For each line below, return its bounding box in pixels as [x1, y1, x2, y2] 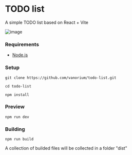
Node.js [12, 52, 28, 58]
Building [5, 125, 25, 132]
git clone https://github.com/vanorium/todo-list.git [5, 75, 117, 80]
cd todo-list [5, 84, 32, 88]
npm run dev [5, 114, 29, 120]
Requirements [5, 41, 39, 48]
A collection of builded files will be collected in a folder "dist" [5, 145, 128, 151]
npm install [5, 92, 29, 97]
